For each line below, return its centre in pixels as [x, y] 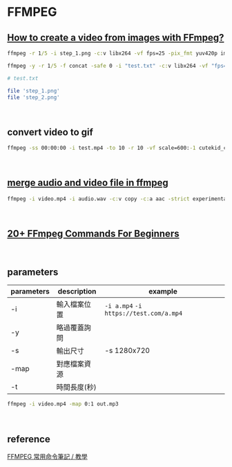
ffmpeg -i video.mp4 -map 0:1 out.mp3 [63, 404]
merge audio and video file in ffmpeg [88, 183]
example [163, 292]
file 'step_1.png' [33, 90]
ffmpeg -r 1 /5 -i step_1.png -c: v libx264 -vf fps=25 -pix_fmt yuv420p [112, 53]
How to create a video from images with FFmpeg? [116, 38]
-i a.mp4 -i [123, 306]
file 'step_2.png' [33, 97]
